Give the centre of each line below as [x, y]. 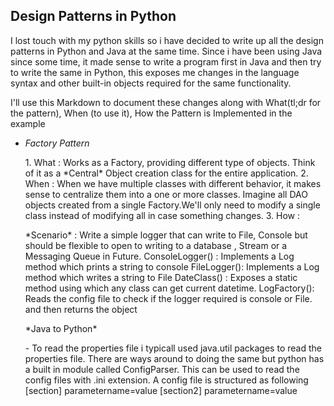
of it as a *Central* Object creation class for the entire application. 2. [166, 173]
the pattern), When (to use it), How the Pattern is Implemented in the [151, 113]
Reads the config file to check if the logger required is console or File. [168, 298]
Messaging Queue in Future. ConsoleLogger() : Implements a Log [159, 256]
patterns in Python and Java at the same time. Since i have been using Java [166, 51]
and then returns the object [81, 309]
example [28, 123]
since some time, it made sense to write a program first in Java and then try [166, 61]
